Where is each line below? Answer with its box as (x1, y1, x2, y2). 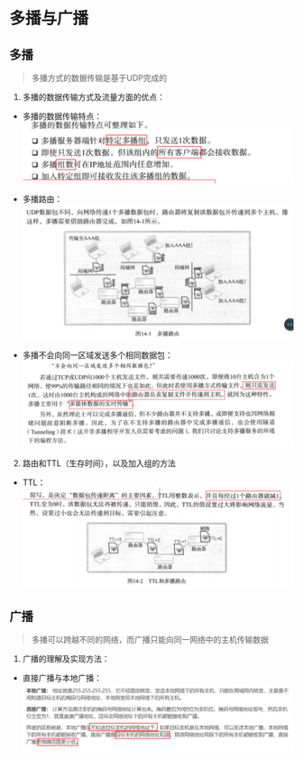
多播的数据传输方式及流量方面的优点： (22, 92, 165, 102)
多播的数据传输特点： (22, 111, 102, 122)
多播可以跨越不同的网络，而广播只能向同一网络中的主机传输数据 (31, 635, 269, 645)
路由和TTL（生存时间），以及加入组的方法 (22, 457, 176, 469)
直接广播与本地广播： (22, 672, 102, 683)
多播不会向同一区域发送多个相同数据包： (22, 350, 173, 361)
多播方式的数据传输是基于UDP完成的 (31, 73, 168, 83)
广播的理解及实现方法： (22, 654, 110, 664)
